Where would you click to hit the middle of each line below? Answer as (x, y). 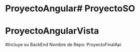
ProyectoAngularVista (52, 31)
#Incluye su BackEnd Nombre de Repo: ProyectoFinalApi (63, 45)
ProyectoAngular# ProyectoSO (70, 9)
